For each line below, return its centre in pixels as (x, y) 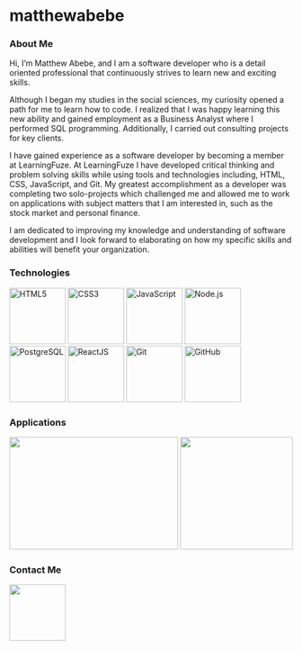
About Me (31, 44)
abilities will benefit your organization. (80, 249)
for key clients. (37, 138)
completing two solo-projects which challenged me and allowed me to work (150, 194)
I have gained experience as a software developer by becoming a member (147, 156)
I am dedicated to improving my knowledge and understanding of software (147, 230)
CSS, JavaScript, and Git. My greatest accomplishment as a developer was (148, 185)
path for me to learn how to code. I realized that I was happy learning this (145, 110)
